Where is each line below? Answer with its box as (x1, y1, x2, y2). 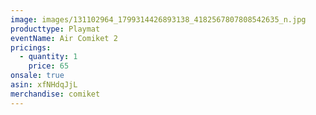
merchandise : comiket (10, 89, 101, 99)
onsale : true (10, 71, 65, 81)
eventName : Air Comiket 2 (10, 33, 118, 43)
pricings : (10, 42, 52, 53)
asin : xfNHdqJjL (10, 80, 78, 90)
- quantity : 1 (19, 52, 78, 62)
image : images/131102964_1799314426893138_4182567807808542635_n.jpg (10, 14, 307, 25)
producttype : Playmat (10, 24, 101, 34)
